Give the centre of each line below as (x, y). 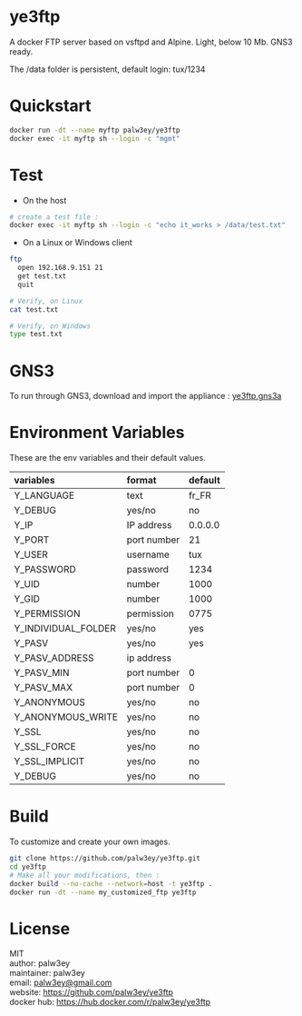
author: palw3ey (40, 963)
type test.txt (36, 334)
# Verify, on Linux (46, 301)
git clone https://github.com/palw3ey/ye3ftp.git (105, 859)
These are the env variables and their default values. (107, 458)
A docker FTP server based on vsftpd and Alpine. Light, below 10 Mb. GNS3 (151, 42)
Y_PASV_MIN (42, 672)
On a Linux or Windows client (78, 243)
